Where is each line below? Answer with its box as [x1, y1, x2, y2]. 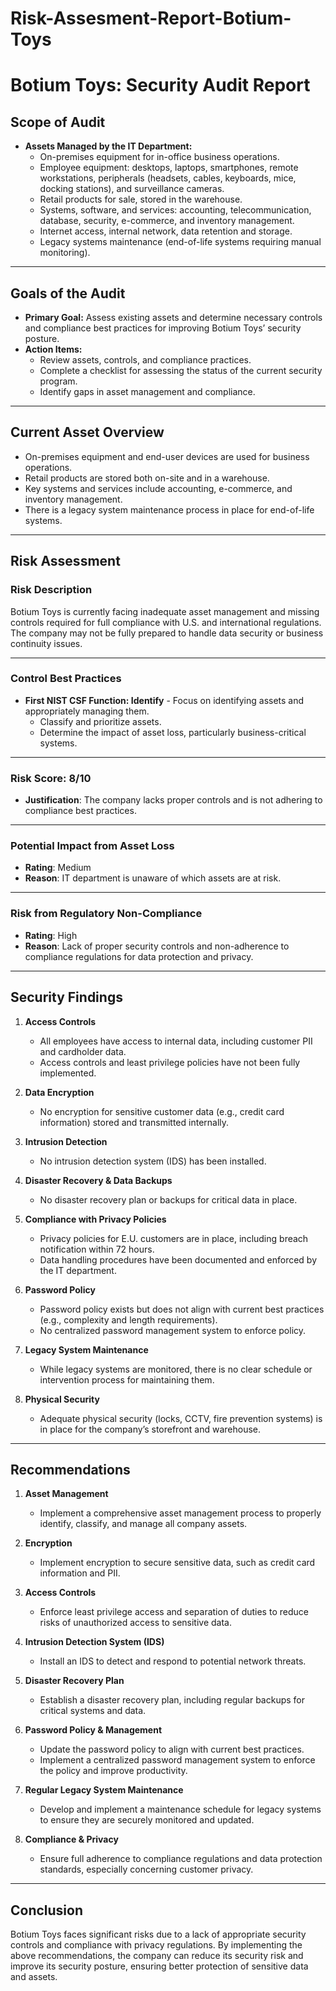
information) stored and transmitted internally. [39, 1116, 230, 1128]
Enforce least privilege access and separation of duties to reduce [39, 1606, 309, 1618]
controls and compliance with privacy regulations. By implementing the [10, 1939, 303, 1951]
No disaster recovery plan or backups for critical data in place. [39, 1193, 298, 1206]
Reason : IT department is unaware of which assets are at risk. [24, 872, 282, 884]
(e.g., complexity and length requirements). [39, 1313, 218, 1326]
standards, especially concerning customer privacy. [39, 1863, 254, 1876]
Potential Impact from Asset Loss [10, 839, 175, 853]
